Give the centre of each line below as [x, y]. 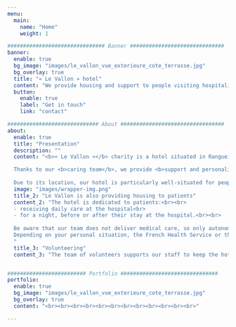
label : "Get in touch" [53, 105]
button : [25, 92]
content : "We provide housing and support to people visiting [106, 85]
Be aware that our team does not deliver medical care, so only [110, 229]
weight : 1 [34, 33]
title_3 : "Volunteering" [50, 248]
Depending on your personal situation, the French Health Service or [117, 235]
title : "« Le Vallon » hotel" [58, 79]
